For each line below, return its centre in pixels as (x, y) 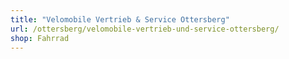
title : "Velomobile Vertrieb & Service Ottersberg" (120, 19)
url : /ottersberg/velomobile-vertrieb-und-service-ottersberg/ (145, 29)
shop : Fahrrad (40, 38)
